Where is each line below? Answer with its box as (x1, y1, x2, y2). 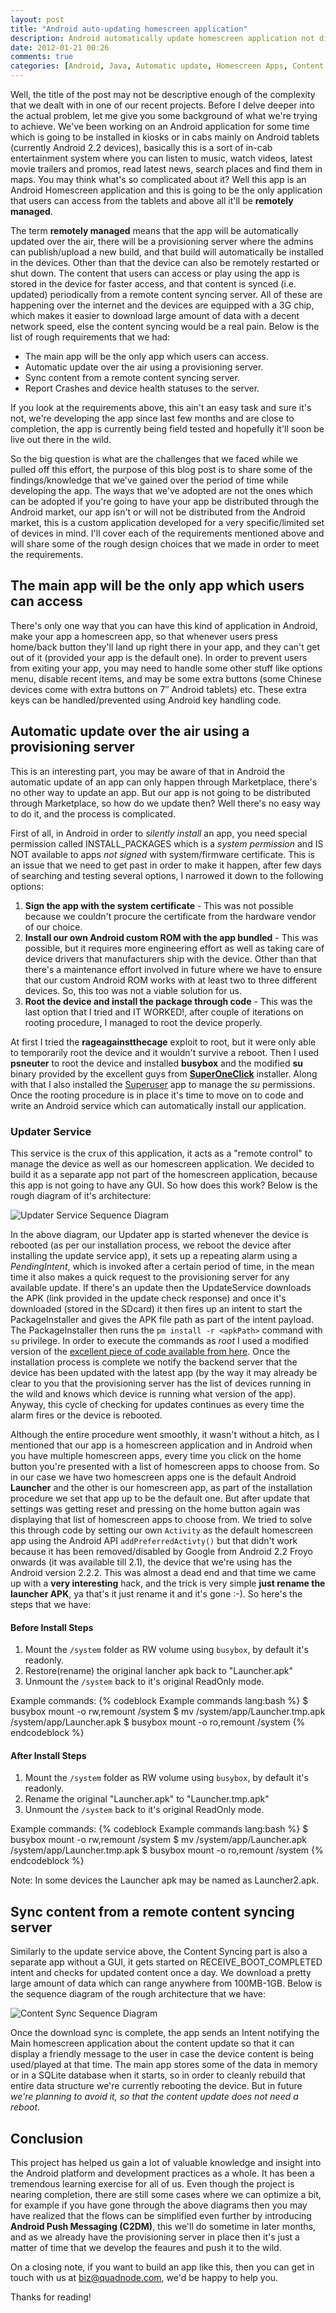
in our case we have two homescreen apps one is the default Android (10, 1471, 297, 1483)
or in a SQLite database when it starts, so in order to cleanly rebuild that (10, 2069, 306, 2081)
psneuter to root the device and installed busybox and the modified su (10, 1057, 304, 1069)
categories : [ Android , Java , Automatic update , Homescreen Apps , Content (10, 61, 325, 71)
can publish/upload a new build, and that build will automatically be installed (10, 246, 324, 258)
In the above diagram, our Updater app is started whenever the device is (10, 1228, 309, 1240)
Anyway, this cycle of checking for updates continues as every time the (10, 1398, 305, 1410)
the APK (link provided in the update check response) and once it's (10, 1292, 287, 1304)
